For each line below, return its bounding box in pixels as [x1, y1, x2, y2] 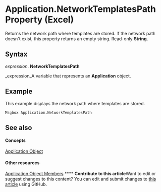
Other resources [5, 160, 40, 166]
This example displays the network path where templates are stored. [5, 100, 145, 106]
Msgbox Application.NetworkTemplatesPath [5, 110, 92, 115]
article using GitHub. [5, 181, 47, 187]
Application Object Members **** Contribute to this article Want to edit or [5, 171, 156, 177]
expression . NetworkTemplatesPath [5, 63, 80, 69]
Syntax [5, 50, 28, 59]
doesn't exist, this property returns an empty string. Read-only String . [5, 36, 148, 42]
